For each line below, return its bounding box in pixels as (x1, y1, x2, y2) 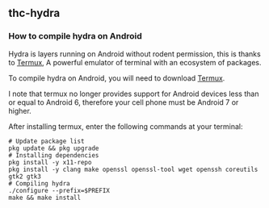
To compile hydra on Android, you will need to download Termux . (8, 73, 225, 83)
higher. (8, 106, 32, 115)
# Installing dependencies (8, 151, 99, 160)
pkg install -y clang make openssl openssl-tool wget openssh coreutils (8, 165, 258, 173)
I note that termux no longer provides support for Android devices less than (8, 89, 259, 98)
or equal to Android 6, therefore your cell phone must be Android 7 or (8, 97, 239, 107)
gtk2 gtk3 (8, 173, 42, 181)
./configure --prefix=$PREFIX (8, 186, 111, 194)
